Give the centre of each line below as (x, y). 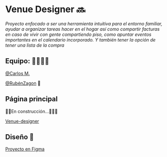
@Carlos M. (18, 73)
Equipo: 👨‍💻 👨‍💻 (27, 61)
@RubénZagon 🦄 (23, 83)
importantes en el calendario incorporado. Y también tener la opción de (80, 40)
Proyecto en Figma (25, 149)
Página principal (31, 99)
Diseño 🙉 (20, 137)
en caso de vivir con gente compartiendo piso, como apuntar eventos (78, 34)
